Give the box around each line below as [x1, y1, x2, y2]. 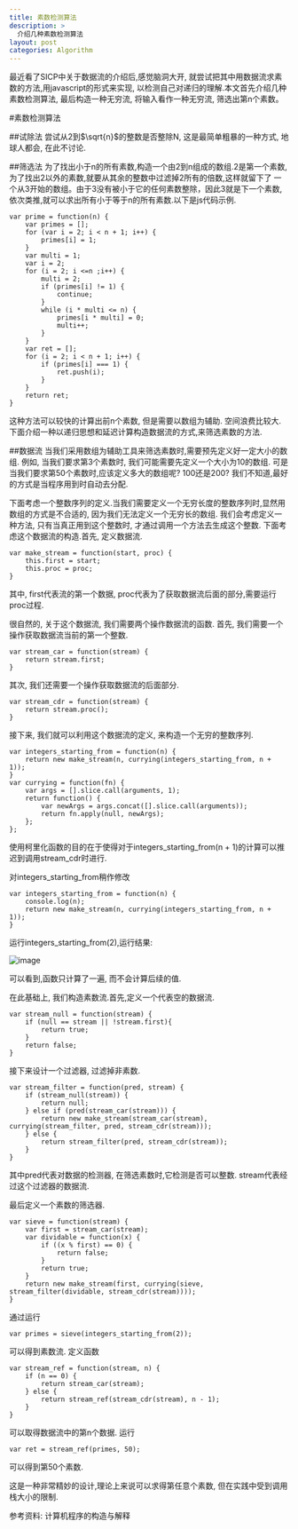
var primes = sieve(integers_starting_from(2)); [9, 1329, 192, 1339]
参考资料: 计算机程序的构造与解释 [9, 1510, 130, 1521]
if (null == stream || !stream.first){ [25, 1018, 173, 1026]
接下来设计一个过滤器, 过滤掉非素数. [9, 1066, 141, 1076]
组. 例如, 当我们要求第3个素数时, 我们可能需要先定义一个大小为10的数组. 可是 [9, 456, 289, 467]
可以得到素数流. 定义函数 [9, 1346, 99, 1357]
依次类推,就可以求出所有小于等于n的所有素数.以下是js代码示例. [9, 194, 237, 205]
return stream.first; [25, 655, 105, 664]
